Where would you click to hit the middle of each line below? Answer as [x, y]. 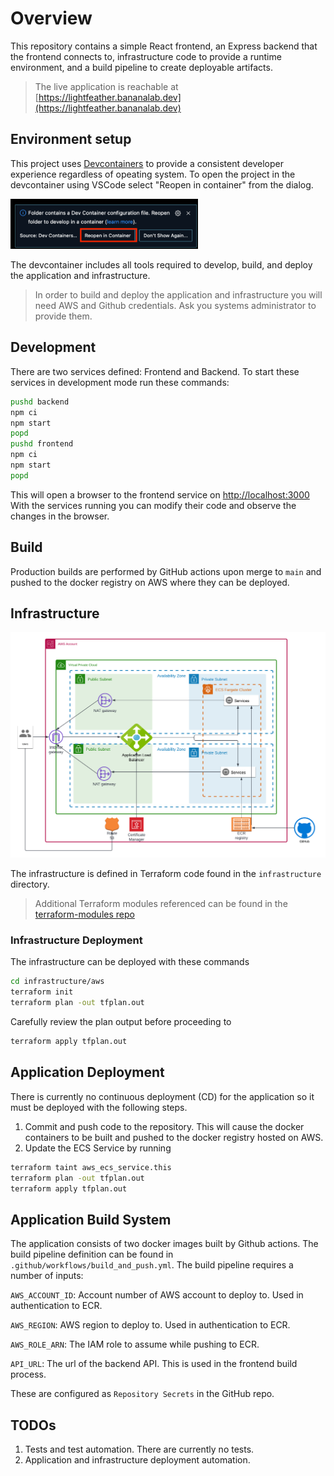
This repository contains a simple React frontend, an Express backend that [164, 46]
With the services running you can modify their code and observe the [153, 505]
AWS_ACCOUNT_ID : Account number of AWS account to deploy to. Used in [157, 1295]
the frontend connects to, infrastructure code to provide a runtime [146, 56]
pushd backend [40, 402]
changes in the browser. [60, 516]
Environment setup [71, 139]
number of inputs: [47, 1276]
